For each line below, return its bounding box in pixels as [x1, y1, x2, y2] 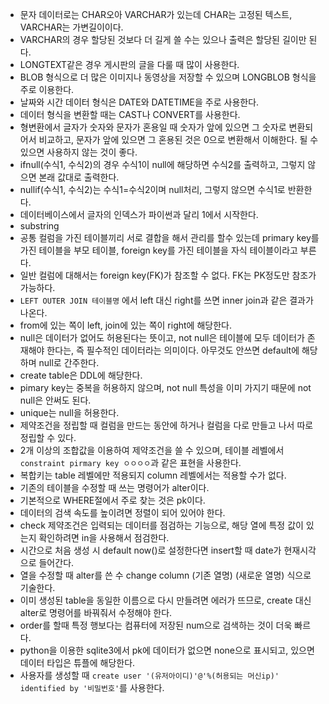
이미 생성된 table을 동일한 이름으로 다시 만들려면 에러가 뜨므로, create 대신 [19, 594, 312, 606]
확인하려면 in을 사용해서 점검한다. [38, 532, 170, 543]
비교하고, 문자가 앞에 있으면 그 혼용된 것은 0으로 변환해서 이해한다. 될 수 [38, 134, 319, 145]
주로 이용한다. [19, 84, 75, 95]
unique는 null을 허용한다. [19, 407, 120, 418]
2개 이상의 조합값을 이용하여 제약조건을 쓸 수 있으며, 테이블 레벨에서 [19, 444, 285, 456]
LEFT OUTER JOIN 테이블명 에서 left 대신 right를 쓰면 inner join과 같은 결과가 [19, 294, 314, 306]
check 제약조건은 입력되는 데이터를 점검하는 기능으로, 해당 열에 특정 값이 [19, 519, 304, 531]
